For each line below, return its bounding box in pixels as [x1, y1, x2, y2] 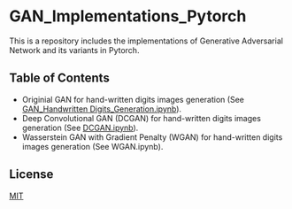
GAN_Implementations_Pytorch [9, 6, 247, 27]
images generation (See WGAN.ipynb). [21, 141, 164, 151]
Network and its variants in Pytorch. [9, 44, 140, 55]
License [9, 166, 54, 182]
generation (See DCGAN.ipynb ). [21, 122, 139, 133]
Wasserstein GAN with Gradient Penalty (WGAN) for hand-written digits [21, 131, 283, 143]
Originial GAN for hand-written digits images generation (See [21, 94, 245, 104]
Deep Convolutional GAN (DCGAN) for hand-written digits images [21, 112, 261, 123]
